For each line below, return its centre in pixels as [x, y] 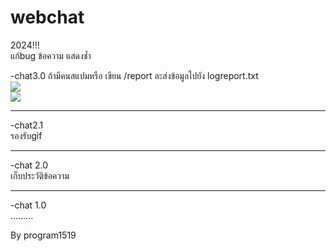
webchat [47, 17]
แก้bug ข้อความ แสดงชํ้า [51, 55]
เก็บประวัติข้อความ [40, 175]
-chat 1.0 [28, 205]
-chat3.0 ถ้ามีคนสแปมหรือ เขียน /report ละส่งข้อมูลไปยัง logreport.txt [134, 75]
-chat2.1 [27, 125]
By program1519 [43, 235]
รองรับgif [26, 135]
